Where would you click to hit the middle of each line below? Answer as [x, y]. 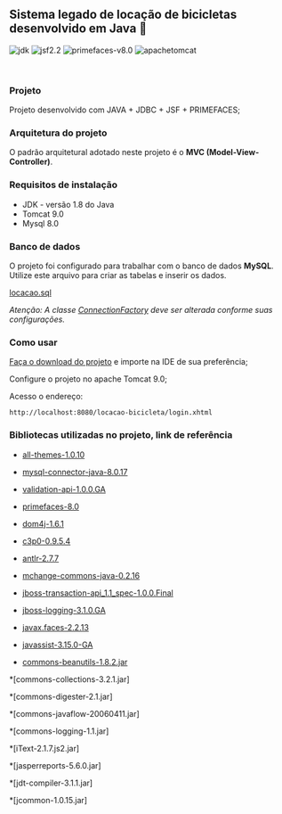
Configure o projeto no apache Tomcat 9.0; [88, 379]
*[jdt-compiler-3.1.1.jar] [51, 783]
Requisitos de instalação [64, 185]
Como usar [33, 342]
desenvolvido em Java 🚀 [78, 29]
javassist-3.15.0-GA [57, 645]
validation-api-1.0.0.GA [64, 489]
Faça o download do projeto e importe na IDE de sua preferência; [129, 362]
